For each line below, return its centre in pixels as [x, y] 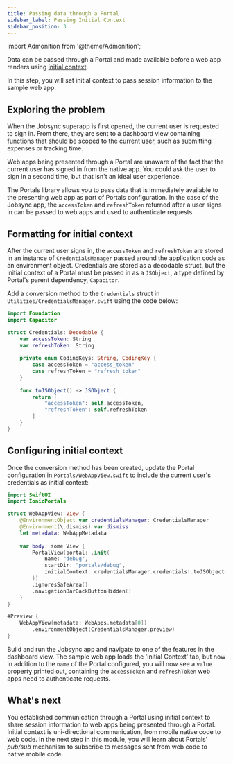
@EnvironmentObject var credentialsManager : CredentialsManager [114, 521]
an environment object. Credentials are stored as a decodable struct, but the [116, 265]
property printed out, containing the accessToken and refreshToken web [109, 671]
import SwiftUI [29, 495]
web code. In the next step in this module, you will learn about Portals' [107, 739]
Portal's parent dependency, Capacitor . [63, 280]
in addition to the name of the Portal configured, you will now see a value [110, 663]
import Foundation [34, 313]
